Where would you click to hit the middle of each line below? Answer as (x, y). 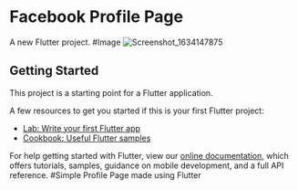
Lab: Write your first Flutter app (82, 128)
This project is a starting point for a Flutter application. (111, 92)
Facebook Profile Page (97, 17)
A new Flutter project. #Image (65, 42)
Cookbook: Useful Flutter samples (87, 138)
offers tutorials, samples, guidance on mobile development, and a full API (147, 165)
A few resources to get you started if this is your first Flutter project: (137, 111)
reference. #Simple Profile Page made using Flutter (106, 174)
